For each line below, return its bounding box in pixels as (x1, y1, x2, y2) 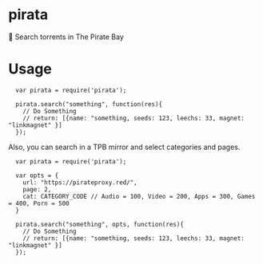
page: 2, (22, 185, 52, 193)
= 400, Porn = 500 (8, 199, 70, 207)
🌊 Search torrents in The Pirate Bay (8, 32, 124, 41)
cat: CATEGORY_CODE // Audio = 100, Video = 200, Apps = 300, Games (22, 192, 256, 200)
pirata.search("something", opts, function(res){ (15, 220, 184, 228)
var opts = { (15, 171, 59, 179)
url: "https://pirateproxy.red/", (22, 178, 137, 187)
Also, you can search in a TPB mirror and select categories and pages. (8, 142, 241, 152)
